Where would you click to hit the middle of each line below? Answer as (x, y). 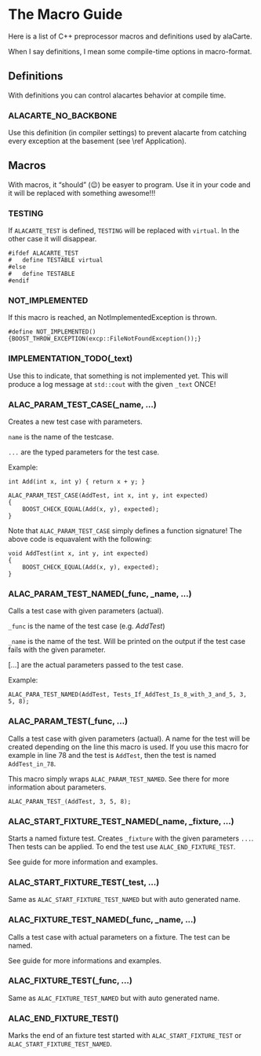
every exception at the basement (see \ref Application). (97, 141)
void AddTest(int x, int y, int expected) (78, 554)
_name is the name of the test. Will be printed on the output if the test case (127, 642)
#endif (19, 281)
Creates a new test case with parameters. (75, 421)
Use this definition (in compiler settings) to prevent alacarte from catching (127, 133)
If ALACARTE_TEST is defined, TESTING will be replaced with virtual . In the (124, 230)
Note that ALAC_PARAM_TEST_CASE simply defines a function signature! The (125, 531)
